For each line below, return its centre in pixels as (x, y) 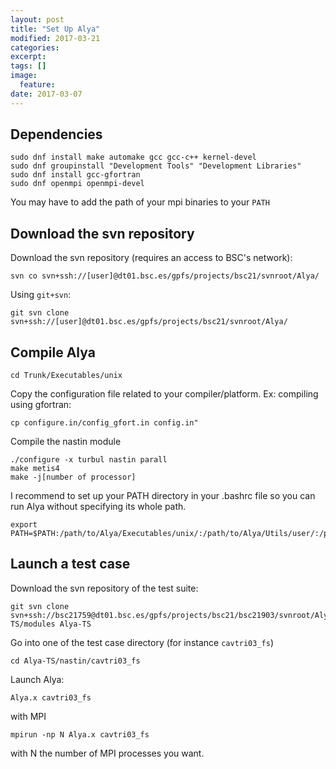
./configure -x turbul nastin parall (89, 460)
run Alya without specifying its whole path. (98, 507)
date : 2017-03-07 (46, 94)
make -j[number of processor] (73, 477)
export (24, 525)
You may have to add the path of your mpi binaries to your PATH (140, 202)
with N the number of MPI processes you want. (107, 753)
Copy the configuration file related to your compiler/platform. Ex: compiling (164, 394)
